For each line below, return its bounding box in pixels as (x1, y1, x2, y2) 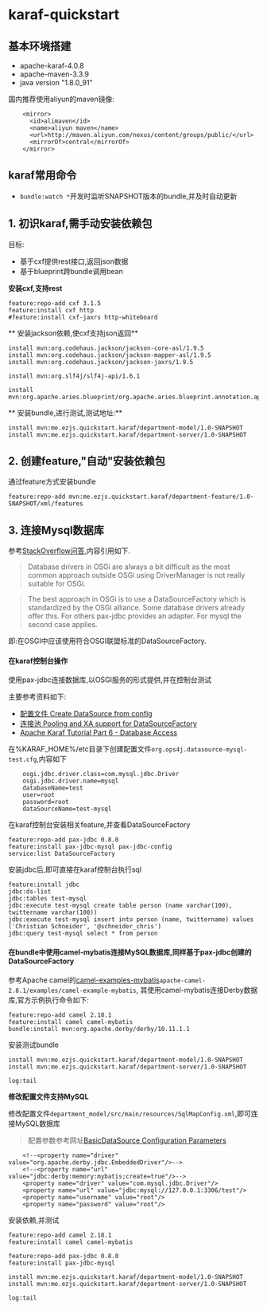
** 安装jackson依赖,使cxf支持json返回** (8, 328, 139, 338)
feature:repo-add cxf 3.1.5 (8, 299, 102, 308)
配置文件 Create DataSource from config (19, 709, 153, 719)
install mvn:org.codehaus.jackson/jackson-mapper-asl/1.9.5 (8, 351, 212, 359)
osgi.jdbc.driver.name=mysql (22, 777, 119, 786)
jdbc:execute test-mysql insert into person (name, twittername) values (8, 916, 254, 924)
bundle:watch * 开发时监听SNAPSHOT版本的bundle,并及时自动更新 (19, 191, 238, 201)
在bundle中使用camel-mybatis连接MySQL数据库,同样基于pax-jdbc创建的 (8, 947, 252, 957)
